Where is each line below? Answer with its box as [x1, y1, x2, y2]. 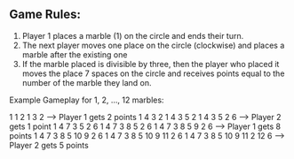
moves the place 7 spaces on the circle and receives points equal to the [21, 68, 285, 79]
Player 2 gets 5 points [9, 140, 89, 150]
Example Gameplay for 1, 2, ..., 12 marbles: [9, 95, 164, 105]
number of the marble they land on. [21, 77, 152, 87]
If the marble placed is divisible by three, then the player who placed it [21, 58, 280, 69]
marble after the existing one [21, 49, 128, 60]
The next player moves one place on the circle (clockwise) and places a [21, 40, 285, 50]
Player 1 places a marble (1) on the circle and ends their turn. [21, 30, 244, 41]
